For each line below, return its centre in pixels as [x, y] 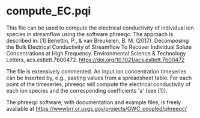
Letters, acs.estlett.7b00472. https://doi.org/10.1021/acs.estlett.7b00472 [95, 60]
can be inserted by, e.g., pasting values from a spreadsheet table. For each [99, 78]
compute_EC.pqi [49, 11]
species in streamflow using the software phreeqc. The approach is [90, 34]
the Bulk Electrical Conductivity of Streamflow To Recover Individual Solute [99, 47]
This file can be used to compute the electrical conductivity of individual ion [100, 28]
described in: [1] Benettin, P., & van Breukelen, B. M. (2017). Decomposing [98, 40]
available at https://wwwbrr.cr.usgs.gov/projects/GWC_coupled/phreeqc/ [97, 108]
